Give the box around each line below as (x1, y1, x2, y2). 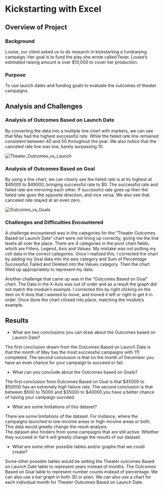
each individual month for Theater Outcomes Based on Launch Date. (5, 479, 143, 485)
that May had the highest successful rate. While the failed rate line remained (5, 133, 159, 139)
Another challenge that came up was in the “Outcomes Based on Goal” (5, 276, 148, 282)
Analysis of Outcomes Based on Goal (5, 165, 95, 172)
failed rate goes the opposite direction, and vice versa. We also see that (5, 192, 150, 198)
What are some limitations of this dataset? (12, 404, 97, 410)
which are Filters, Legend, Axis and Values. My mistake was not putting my (5, 246, 156, 252)
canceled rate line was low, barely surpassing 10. (5, 143, 104, 149)
